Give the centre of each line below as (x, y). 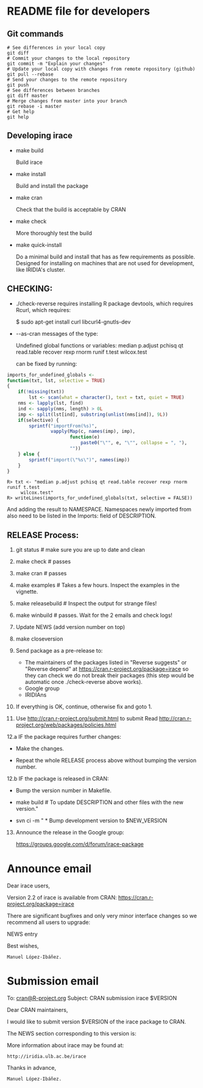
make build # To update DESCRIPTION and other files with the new (99, 802)
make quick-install (39, 244)
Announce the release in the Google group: (70, 833)
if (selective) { (39, 420)
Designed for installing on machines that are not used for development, (105, 263)
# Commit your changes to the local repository (69, 59)
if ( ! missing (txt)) (41, 392)
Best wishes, (23, 946)
